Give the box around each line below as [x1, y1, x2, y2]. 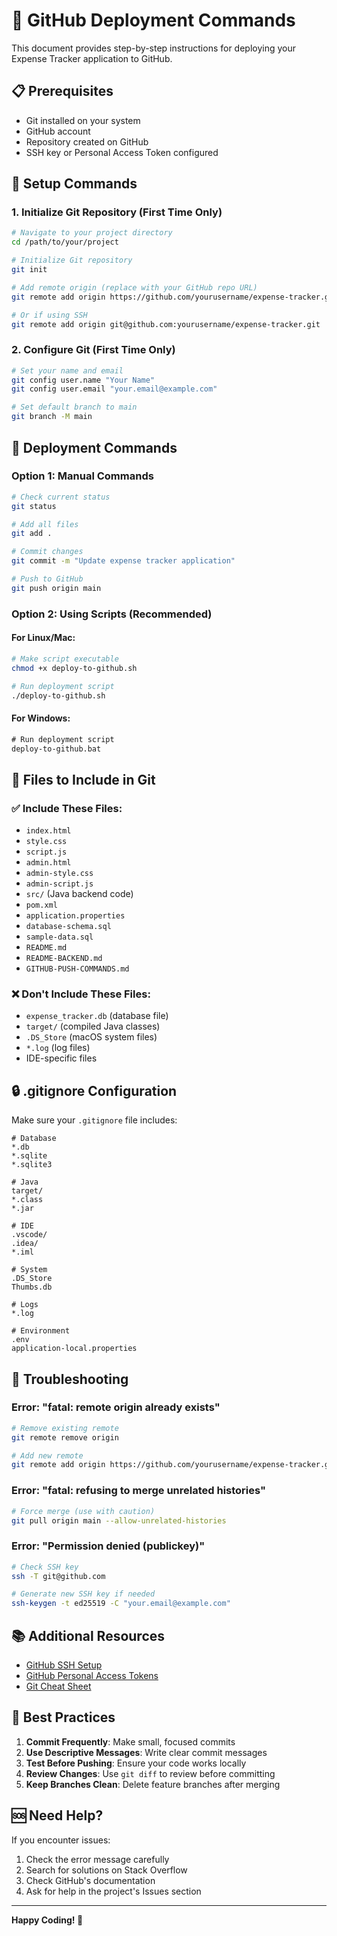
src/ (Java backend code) [25, 888, 134, 900]
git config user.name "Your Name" [11, 375, 156, 385]
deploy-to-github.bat [11, 744, 102, 754]
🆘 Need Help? [11, 1807, 104, 1824]
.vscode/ [11, 1230, 48, 1240]
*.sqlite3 [11, 1160, 53, 1170]
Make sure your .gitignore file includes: [11, 1114, 178, 1126]
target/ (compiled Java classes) [25, 1020, 161, 1033]
